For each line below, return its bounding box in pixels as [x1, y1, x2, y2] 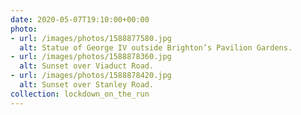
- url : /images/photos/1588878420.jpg [10, 71, 172, 81]
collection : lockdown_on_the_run [10, 89, 150, 99]
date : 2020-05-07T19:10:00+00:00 [10, 14, 150, 25]
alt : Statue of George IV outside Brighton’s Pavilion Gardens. [19, 42, 293, 53]
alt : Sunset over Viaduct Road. [19, 61, 155, 71]
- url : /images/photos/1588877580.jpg [10, 33, 172, 43]
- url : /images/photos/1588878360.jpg [10, 52, 172, 62]
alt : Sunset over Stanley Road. [19, 80, 155, 90]
